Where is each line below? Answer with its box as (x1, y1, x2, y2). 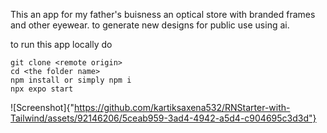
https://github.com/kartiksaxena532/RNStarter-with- (74, 102, 291, 113)
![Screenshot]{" (10, 102, 75, 113)
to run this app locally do (10, 39, 113, 50)
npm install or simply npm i (10, 75, 132, 85)
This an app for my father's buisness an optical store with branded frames (10, 9, 316, 20)
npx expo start (10, 84, 74, 94)
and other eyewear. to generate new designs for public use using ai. (10, 19, 290, 31)
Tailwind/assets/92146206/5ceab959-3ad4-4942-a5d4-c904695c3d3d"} (10, 112, 317, 124)
